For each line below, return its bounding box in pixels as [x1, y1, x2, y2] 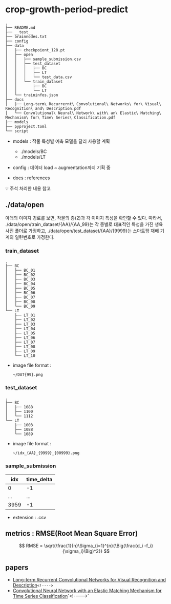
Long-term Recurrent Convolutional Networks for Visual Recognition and [12, 577, 166, 583]
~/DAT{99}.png [12, 372, 43, 377]
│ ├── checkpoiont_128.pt [5, 47, 66, 52]
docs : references [12, 175, 50, 181]
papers [5, 563, 29, 572]
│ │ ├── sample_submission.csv [5, 56, 81, 62]
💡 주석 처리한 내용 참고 [5, 185, 51, 191]
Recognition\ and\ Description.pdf [5, 106, 81, 111]
